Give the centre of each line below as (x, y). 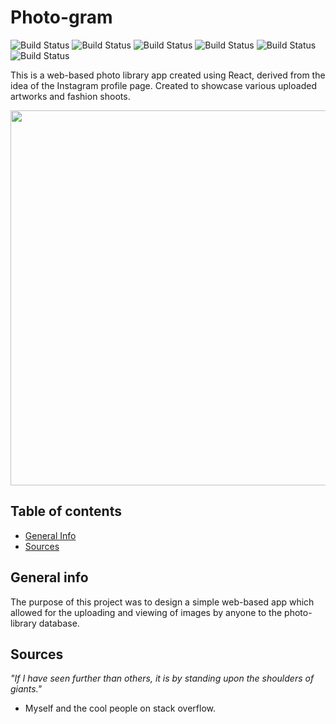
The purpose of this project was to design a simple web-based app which (162, 602)
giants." (26, 689)
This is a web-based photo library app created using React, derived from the (168, 75)
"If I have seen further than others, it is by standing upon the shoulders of (162, 678)
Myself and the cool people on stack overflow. (120, 708)
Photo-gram (61, 17)
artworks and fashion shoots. (70, 96)
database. (59, 623)
